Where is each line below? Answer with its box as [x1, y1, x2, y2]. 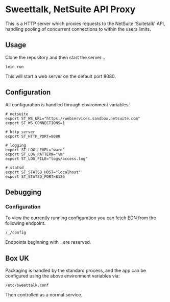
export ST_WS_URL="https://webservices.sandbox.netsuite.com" [5, 116, 140, 121]
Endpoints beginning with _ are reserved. [5, 239, 91, 245]
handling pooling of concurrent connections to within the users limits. [5, 26, 152, 32]
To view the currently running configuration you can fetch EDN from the [5, 215, 156, 221]
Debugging [5, 188, 42, 196]
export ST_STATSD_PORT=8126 [5, 174, 65, 179]
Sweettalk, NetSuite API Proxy [5, 4, 136, 15]
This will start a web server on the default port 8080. [5, 73, 116, 79]
